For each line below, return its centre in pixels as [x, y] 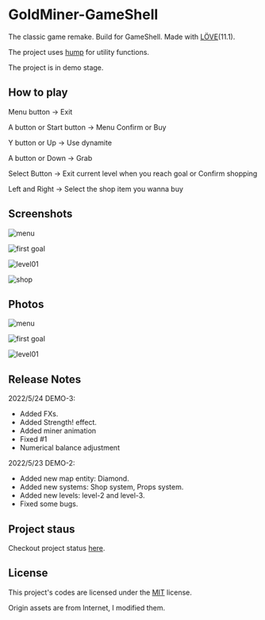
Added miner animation [58, 431]
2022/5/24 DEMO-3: [42, 399]
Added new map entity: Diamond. [74, 478]
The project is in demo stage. [56, 67]
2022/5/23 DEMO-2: [42, 463]
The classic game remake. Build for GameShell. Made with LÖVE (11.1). [122, 37]
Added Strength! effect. [58, 423]
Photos [26, 304]
